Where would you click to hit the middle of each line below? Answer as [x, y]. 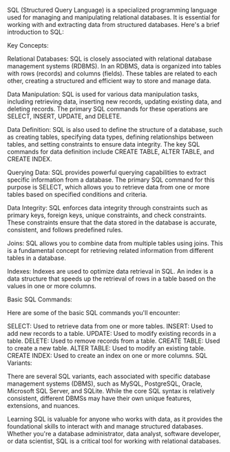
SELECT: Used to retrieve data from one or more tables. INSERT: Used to [110, 326]
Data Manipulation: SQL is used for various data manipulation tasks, [103, 94]
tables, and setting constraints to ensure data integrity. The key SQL [104, 144]
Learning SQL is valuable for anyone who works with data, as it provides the [115, 419]
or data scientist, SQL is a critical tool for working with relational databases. [114, 441]
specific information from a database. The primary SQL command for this [111, 180]
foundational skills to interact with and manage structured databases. [105, 426]
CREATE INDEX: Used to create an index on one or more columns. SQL [107, 356]
